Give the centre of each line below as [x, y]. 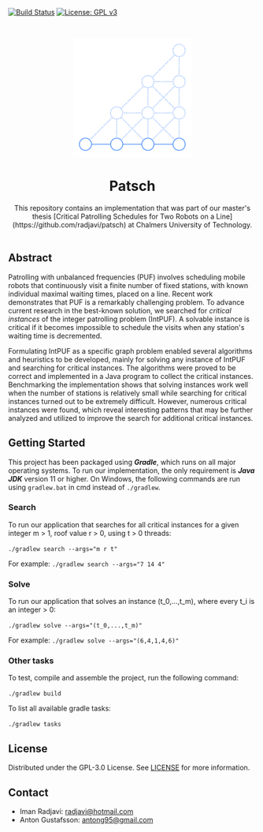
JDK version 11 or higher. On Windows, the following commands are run [124, 478]
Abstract [30, 258]
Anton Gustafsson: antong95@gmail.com [86, 820]
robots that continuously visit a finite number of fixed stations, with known [128, 285]
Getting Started [47, 443]
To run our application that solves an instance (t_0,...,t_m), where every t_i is [131, 602]
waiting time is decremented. [55, 335]
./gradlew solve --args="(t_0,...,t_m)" [76, 626]
